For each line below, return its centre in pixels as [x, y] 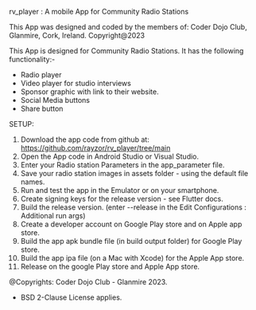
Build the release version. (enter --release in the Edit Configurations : [134, 207]
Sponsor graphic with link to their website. [89, 92]
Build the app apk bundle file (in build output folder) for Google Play [131, 241]
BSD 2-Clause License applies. [71, 297]
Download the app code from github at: [85, 139]
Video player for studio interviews [76, 83]
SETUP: [21, 124]
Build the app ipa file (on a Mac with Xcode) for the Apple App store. [132, 258]
